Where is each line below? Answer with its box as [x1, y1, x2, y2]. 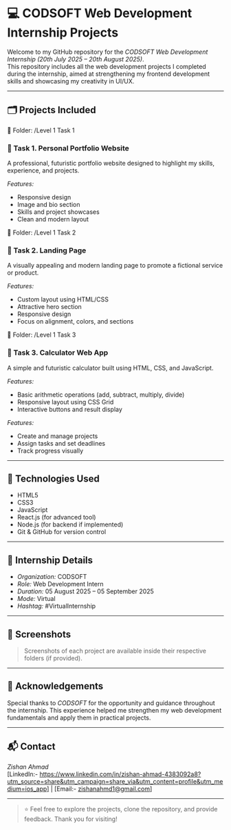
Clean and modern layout [16, 215, 89, 224]
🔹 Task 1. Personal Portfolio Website [7, 143, 129, 152]
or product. [7, 268, 39, 277]
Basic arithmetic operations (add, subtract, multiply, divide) [16, 391, 185, 399]
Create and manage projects [16, 432, 98, 440]
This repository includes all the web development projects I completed [7, 62, 206, 70]
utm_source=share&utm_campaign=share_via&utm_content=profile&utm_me [7, 777, 223, 785]
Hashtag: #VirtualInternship [16, 602, 96, 611]
